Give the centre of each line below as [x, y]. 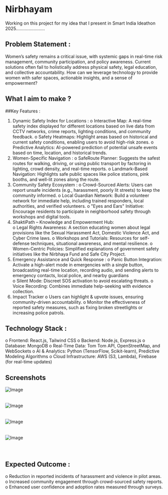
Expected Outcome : [38, 464]
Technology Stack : [36, 328]
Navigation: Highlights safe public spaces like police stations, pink [81, 174]
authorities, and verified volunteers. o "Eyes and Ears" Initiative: [78, 206]
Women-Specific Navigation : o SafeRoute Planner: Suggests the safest [86, 158]
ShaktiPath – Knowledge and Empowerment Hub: [63, 222]
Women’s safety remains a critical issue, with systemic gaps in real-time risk [84, 56]
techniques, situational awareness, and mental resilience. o [92, 243]
